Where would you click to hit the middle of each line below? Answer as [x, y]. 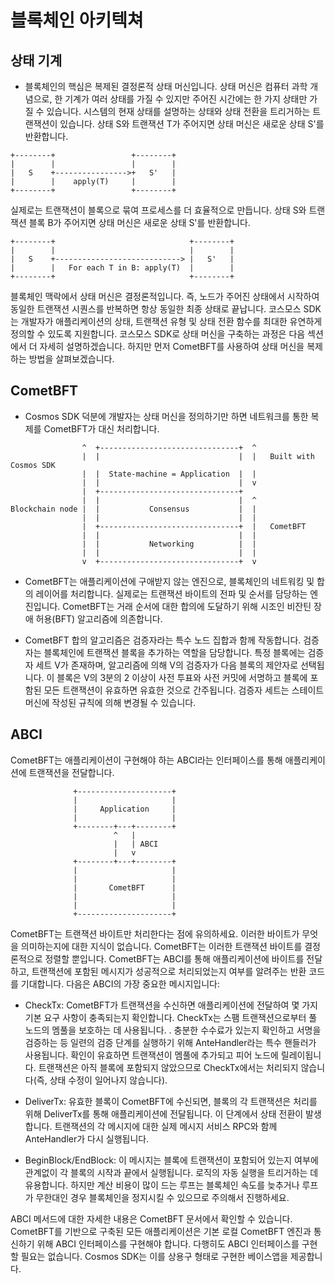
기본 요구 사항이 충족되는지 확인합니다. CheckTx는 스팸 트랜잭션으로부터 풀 [171, 1017]
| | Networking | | [169, 544]
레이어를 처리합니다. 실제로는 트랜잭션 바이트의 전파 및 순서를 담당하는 [171, 593]
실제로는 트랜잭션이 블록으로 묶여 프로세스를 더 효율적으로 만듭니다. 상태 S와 [158, 210]
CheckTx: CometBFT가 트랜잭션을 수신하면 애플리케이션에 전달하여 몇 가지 [171, 1005]
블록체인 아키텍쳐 [77, 20]
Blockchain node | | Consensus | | [133, 509]
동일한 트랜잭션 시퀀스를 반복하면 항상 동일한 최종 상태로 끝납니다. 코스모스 [156, 309]
